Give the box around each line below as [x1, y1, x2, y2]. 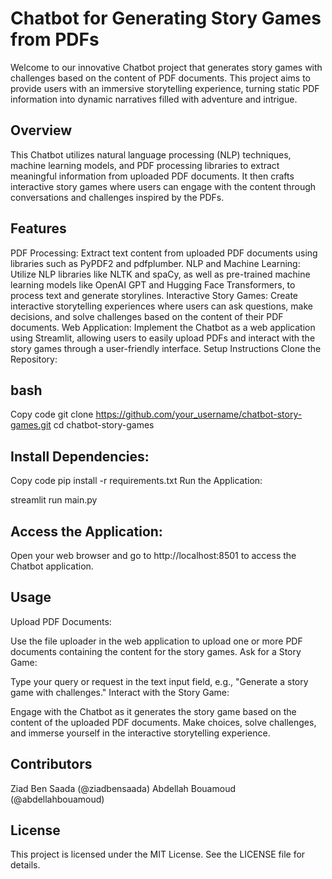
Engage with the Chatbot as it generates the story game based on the [10, 705, 297, 717]
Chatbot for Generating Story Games [10, 7, 322, 30]
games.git [10, 419, 52, 431]
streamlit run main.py [10, 494, 98, 506]
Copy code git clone [10, 408, 94, 421]
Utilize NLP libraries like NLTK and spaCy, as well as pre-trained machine [10, 268, 311, 280]
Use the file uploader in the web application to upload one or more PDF [10, 635, 303, 647]
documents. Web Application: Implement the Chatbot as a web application [10, 321, 316, 333]
